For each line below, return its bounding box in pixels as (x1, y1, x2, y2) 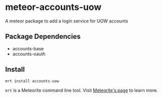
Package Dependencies (5, 32, 81, 41)
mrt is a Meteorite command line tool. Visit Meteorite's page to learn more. (5, 87, 158, 93)
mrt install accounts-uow (5, 79, 59, 84)
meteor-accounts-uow (5, 1, 101, 13)
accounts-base (12, 45, 44, 51)
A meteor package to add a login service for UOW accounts (5, 18, 128, 24)
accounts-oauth (12, 51, 46, 57)
